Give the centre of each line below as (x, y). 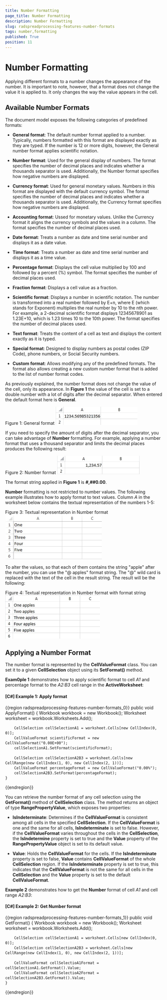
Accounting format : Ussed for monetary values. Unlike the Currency (83, 217)
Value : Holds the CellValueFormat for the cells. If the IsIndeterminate (84, 853)
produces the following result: (36, 449)
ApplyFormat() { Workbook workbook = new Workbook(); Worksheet (76, 713)
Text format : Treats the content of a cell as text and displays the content (87, 333)
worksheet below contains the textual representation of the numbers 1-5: (80, 502)
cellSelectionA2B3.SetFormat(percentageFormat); (66, 773)
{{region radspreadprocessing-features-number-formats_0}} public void (79, 708)
